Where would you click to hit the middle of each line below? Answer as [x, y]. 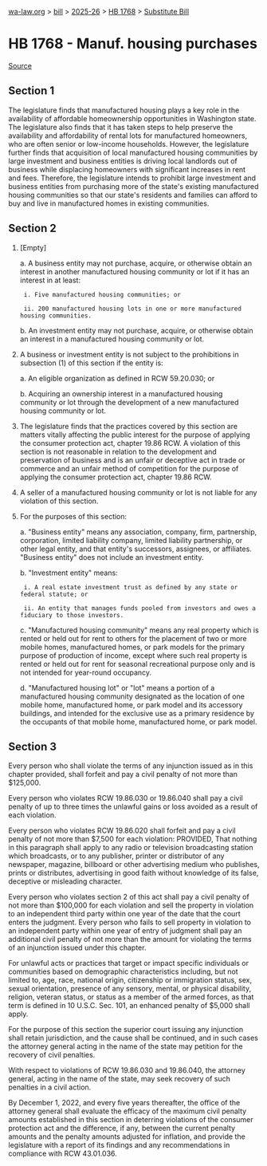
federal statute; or [54, 594]
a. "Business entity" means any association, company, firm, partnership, [138, 532]
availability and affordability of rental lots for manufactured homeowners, [128, 136]
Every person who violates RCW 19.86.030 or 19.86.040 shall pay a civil [126, 798]
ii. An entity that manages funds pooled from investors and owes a [140, 608]
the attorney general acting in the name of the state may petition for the [126, 1046]
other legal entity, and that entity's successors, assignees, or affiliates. [136, 549]
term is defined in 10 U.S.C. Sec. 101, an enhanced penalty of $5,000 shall [129, 1006]
